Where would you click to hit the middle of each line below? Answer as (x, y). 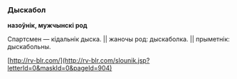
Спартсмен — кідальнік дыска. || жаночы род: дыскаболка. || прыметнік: (118, 39)
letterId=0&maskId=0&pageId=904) (60, 68)
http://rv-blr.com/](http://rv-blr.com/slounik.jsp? (80, 60)
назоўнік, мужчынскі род (47, 26)
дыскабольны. (29, 47)
